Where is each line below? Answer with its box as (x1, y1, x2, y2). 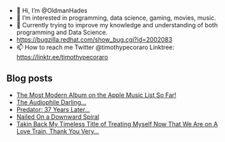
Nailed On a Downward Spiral (16, 113, 100, 121)
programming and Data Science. (16, 28, 108, 36)
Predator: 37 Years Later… (16, 105, 90, 113)
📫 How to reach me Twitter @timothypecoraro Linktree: (16, 43, 175, 51)
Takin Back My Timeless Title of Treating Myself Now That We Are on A (16, 119, 218, 128)
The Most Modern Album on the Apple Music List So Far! (16, 91, 176, 99)
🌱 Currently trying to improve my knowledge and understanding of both (16, 21, 218, 29)
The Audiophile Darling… (16, 98, 87, 106)
